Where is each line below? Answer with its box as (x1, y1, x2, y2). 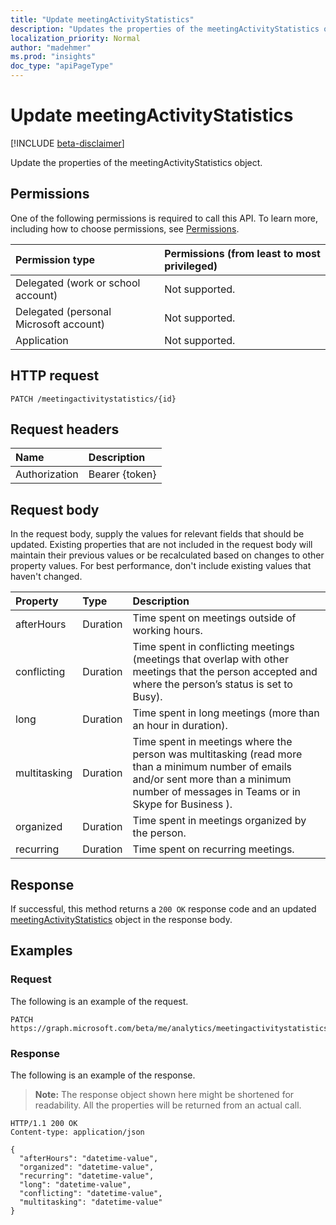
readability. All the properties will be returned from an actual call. (34, 1099, 302, 1111)
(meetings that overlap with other (132, 652, 289, 666)
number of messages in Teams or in (132, 785, 301, 799)
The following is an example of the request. (10, 995, 189, 1007)
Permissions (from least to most (164, 246, 321, 260)
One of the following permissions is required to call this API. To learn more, (10, 212, 319, 224)
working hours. (132, 624, 203, 638)
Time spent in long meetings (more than (132, 706, 320, 720)
